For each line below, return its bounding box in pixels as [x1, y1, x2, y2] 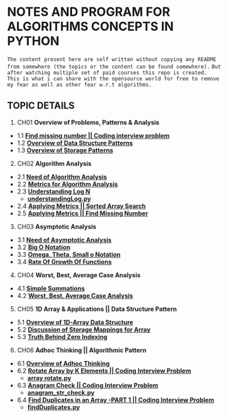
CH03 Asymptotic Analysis [16, 222, 97, 231]
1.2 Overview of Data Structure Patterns [16, 139, 133, 147]
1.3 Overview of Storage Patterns [16, 146, 113, 154]
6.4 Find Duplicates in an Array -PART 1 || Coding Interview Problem [16, 395, 214, 404]
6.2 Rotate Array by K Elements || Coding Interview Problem [16, 367, 192, 375]
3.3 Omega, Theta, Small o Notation [16, 250, 121, 258]
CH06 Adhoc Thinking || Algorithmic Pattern [16, 346, 146, 354]
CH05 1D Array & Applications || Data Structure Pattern [16, 305, 177, 313]
